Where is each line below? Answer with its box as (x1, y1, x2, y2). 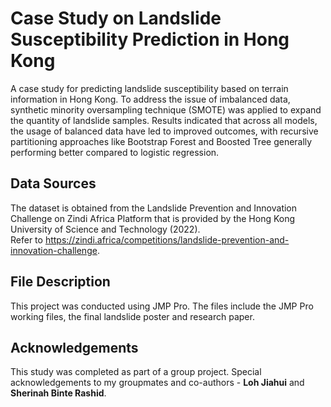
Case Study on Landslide (10, 7, 222, 30)
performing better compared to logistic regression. (10, 146, 220, 158)
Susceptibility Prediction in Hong (10, 28, 290, 51)
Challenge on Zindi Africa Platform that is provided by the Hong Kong (10, 212, 296, 224)
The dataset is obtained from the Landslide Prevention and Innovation (10, 202, 298, 214)
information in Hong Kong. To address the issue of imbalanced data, (10, 93, 291, 105)
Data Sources (10, 175, 97, 192)
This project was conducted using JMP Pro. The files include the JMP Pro (10, 300, 314, 312)
